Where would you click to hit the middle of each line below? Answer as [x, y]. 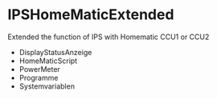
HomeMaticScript [48, 61]
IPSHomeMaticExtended [91, 15]
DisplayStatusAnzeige [55, 52]
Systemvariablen [47, 86]
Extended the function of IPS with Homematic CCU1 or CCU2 [108, 37]
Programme [39, 77]
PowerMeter [40, 69]
